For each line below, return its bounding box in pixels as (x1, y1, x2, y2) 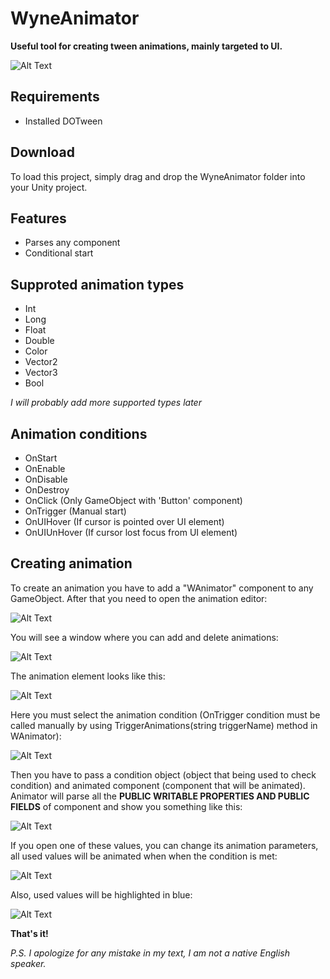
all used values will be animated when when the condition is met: (10, 850, 278, 862)
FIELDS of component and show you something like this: (10, 800, 243, 812)
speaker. (10, 957, 47, 969)
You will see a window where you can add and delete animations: (10, 631, 279, 643)
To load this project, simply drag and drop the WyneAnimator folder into (10, 170, 306, 182)
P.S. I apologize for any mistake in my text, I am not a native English (10, 947, 290, 959)
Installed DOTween (24, 115, 103, 127)
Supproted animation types (10, 276, 185, 293)
